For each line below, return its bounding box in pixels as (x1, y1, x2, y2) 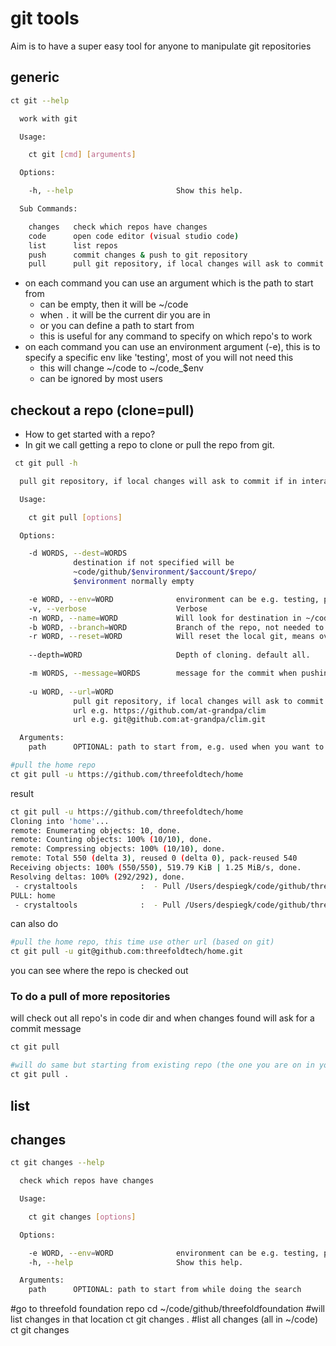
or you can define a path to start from (39, 320, 195, 332)
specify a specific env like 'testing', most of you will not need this (24, 352, 294, 364)
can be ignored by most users (39, 373, 163, 385)
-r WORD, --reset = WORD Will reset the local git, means (28, 632, 315, 642)
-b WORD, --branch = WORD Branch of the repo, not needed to (28, 622, 325, 632)
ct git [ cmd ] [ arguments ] (28, 150, 137, 160)
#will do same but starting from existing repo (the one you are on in (10, 1060, 315, 1071)
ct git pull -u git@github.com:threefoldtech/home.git (10, 947, 244, 957)
